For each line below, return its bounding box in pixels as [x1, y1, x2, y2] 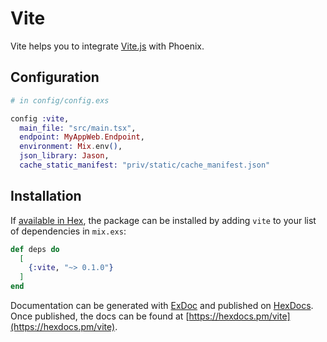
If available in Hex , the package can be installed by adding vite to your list [10, 214, 317, 226]
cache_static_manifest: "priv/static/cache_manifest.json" [19, 160, 271, 170]
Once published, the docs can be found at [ [10, 310, 190, 322]
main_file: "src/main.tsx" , [19, 123, 137, 133]
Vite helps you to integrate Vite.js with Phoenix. [10, 40, 205, 52]
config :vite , [10, 113, 70, 124]
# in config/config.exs [10, 95, 110, 106]
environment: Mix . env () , [19, 142, 123, 152]
